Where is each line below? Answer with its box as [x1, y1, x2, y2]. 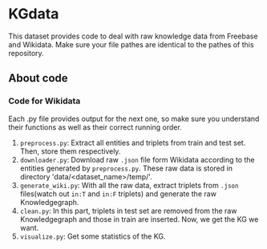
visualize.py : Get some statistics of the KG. [19, 231, 166, 241]
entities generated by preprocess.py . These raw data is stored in [19, 163, 233, 173]
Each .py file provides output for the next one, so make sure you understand [8, 114, 260, 123]
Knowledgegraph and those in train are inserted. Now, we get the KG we [19, 214, 259, 224]
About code [8, 71, 68, 85]
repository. [8, 48, 44, 58]
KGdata [8, 5, 59, 23]
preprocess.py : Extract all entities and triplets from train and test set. [19, 138, 246, 147]
